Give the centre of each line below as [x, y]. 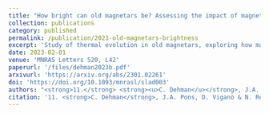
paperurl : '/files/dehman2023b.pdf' [69, 68]
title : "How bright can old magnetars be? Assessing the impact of [123, 16]
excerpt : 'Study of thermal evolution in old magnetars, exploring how [130, 45]
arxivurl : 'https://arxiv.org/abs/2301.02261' [87, 75]
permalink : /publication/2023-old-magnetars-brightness [103, 38]
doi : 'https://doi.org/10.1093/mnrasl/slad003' [89, 82]
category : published [43, 30]
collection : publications [51, 23]
